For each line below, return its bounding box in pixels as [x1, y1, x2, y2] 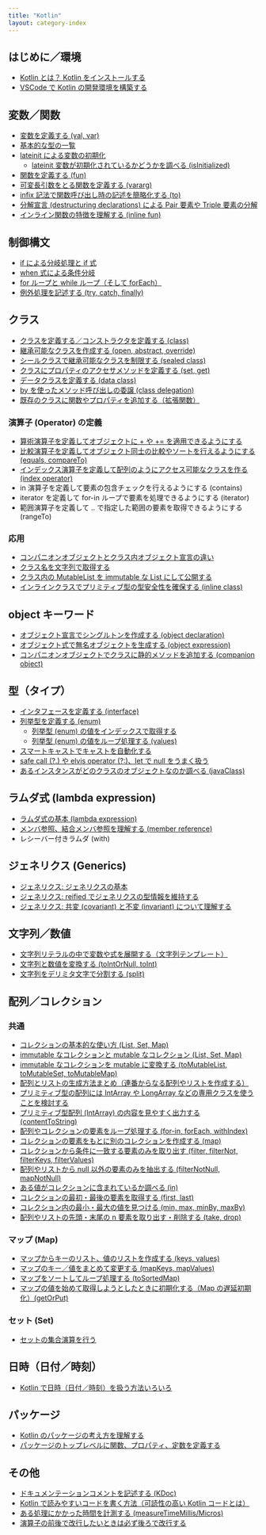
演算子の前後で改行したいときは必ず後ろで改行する [19, 1518, 187, 1528]
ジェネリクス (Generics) [8, 859, 127, 873]
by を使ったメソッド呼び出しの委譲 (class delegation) [19, 385, 195, 395]
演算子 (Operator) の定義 [8, 417, 103, 428]
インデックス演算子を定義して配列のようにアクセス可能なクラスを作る [19, 465, 248, 474]
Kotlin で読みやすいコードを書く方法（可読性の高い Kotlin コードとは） [19, 1499, 250, 1508]
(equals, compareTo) [19, 455, 88, 465]
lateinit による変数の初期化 [19, 151, 106, 160]
